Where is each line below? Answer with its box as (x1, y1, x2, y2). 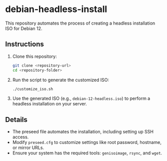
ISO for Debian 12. (5, 25, 42, 31)
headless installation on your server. (12, 101, 87, 107)
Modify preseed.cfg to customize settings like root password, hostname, (12, 139, 161, 145)
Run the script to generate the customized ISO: (12, 77, 109, 83)
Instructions (5, 40, 44, 49)
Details (5, 115, 27, 124)
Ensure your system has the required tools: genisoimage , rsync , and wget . (12, 150, 162, 156)
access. (12, 134, 29, 140)
